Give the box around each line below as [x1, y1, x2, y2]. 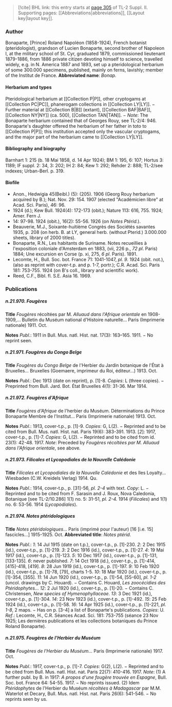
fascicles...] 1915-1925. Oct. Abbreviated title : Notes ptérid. [5, 531, 131, 538]
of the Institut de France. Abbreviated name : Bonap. [5, 72, 117, 78]
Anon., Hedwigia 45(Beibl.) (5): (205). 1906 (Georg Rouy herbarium [12, 191, 155, 197]
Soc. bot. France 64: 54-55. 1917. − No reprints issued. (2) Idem [5, 679, 140, 685]
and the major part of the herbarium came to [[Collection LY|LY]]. [5, 133, 144, 140]
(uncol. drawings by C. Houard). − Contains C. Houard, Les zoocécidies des [5, 579, 166, 585]
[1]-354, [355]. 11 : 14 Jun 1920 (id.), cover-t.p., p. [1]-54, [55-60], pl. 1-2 [5, 574, 157, 580]
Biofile [5, 180, 20, 186]
